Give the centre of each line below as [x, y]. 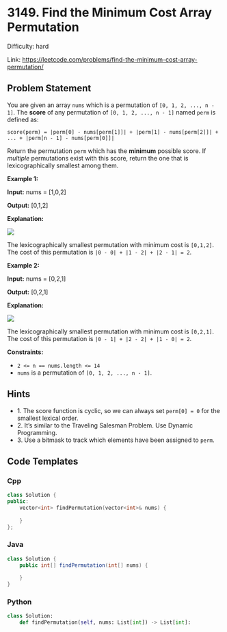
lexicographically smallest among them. [63, 165]
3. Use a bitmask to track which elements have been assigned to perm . [116, 440]
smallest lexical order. [48, 418]
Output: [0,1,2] [28, 205]
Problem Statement [49, 88]
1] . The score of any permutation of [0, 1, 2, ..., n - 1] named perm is [111, 112]
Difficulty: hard [28, 46]
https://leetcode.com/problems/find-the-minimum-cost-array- [110, 59]
